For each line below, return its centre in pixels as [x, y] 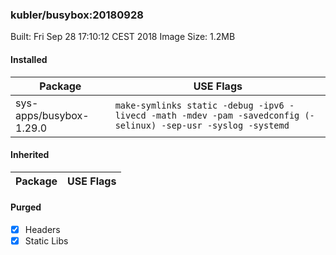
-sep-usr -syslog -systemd [225, 125]
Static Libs [46, 240]
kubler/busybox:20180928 [77, 15]
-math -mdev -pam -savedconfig [225, 115]
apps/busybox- [52, 115]
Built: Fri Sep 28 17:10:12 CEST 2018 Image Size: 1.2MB [123, 37]
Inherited [30, 155]
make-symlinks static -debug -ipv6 [199, 105]
